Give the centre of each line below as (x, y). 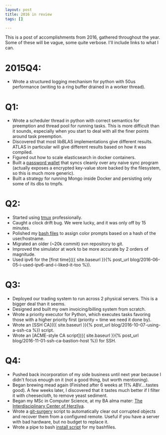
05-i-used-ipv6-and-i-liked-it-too (47, 265)
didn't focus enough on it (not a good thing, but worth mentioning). (81, 380)
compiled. (23, 152)
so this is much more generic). (43, 173)
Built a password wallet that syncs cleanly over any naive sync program (85, 163)
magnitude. (24, 254)
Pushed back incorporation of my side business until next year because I (86, 375)
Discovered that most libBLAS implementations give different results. (82, 142)
